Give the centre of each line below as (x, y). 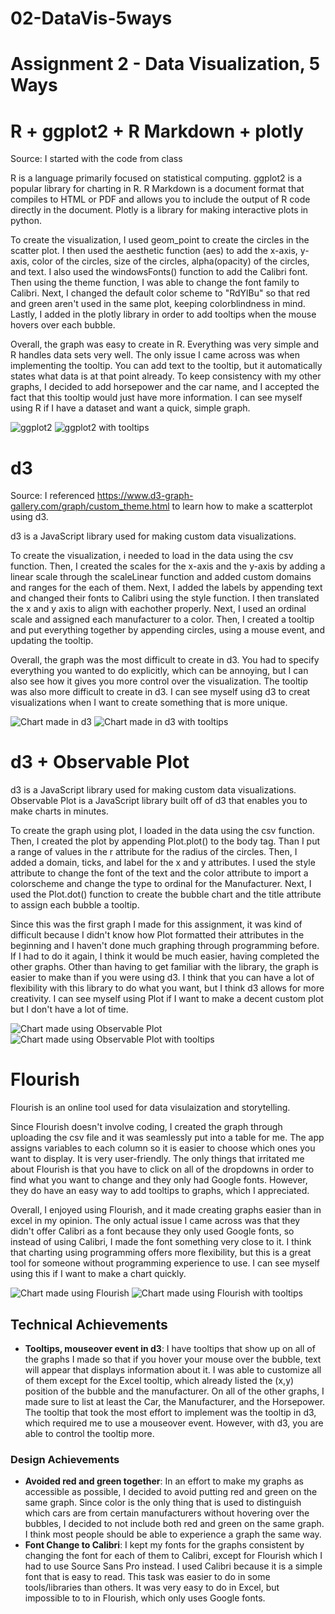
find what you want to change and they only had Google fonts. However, (159, 1180)
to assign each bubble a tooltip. (75, 905)
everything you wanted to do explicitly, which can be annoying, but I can (159, 671)
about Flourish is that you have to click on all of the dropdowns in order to (162, 1169)
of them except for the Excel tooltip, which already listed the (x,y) (159, 1380)
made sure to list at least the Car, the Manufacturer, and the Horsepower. (175, 1401)
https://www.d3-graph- (145, 496)
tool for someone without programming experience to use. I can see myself (165, 1263)
